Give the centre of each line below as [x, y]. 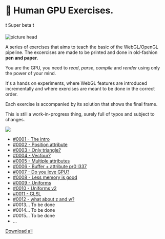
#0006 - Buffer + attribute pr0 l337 [50, 166]
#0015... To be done [34, 215]
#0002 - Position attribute [40, 144]
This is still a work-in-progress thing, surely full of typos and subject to [80, 114]
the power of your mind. [31, 73]
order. [12, 94]
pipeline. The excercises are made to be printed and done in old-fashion [81, 52]
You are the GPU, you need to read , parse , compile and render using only [83, 68]
